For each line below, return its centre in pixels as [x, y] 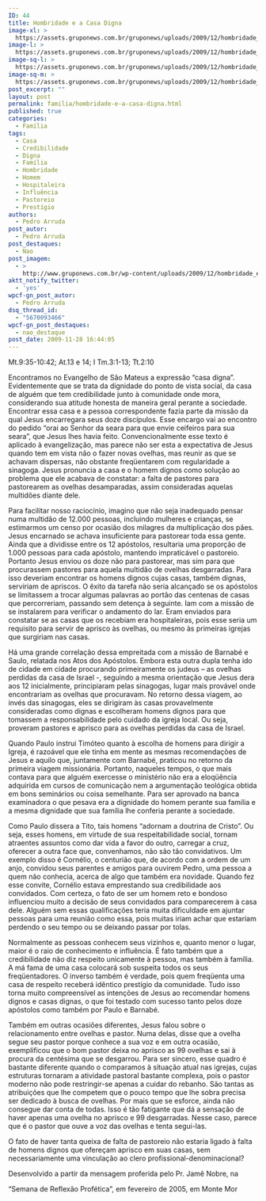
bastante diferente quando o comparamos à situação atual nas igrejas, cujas [133, 1067]
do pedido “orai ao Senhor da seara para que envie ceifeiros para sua [122, 428]
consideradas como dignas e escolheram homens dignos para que [117, 711]
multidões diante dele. [44, 495]
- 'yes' [28, 288]
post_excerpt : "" [37, 89]
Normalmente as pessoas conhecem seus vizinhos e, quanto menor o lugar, [132, 943]
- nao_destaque [40, 332]
